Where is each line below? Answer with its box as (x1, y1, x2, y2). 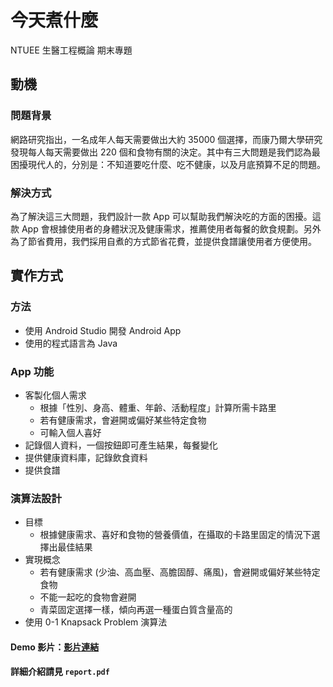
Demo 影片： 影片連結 (10, 641, 100, 653)
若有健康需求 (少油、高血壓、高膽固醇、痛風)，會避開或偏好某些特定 (39, 566, 321, 578)
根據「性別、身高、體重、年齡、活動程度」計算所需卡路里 (39, 401, 277, 413)
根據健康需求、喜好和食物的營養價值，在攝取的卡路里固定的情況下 (39, 529, 312, 541)
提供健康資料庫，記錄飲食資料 (24, 451, 148, 463)
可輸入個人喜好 (39, 426, 102, 438)
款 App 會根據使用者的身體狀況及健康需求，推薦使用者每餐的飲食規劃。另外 (10, 222, 322, 235)
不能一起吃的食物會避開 (39, 591, 137, 603)
